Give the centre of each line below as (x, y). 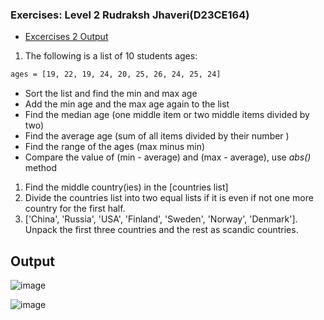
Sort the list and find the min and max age (111, 94)
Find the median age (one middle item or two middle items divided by (167, 115)
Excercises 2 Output (66, 37)
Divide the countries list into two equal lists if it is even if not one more (169, 198)
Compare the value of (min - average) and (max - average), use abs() (168, 157)
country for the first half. (75, 209)
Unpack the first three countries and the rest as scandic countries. (161, 230)
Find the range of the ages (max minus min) (115, 147)
